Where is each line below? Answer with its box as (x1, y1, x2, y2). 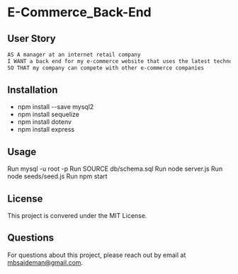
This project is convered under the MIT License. (7, 212, 147, 220)
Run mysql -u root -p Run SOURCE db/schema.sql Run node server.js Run (7, 164, 223, 173)
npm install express (17, 125, 75, 134)
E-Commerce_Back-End (7, 4, 152, 21)
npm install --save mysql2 (17, 103, 94, 111)
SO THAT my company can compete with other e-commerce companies (7, 64, 204, 72)
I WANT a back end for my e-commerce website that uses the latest (7, 57, 211, 64)
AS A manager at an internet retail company (7, 51, 141, 58)
